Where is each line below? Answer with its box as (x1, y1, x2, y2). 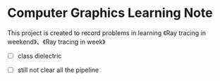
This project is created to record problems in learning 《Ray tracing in (7, 28, 207, 37)
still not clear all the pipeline (17, 66, 99, 74)
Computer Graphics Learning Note (7, 5, 213, 21)
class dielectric (17, 51, 62, 60)
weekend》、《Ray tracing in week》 (7, 37, 106, 46)
